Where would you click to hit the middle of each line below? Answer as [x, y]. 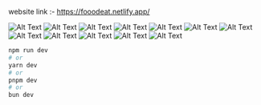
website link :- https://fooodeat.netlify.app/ [79, 12]
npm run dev [28, 50]
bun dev [21, 95]
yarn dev [23, 65]
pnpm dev [23, 80]
